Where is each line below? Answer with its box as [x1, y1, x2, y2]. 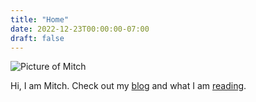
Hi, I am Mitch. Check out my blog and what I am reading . [10, 80, 247, 92]
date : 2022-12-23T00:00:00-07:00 [10, 24, 150, 34]
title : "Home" [10, 14, 70, 25]
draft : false [10, 33, 65, 43]
